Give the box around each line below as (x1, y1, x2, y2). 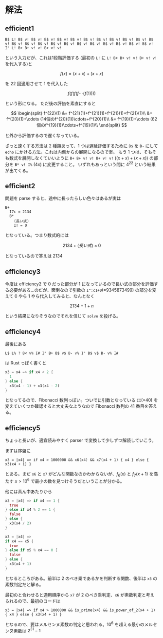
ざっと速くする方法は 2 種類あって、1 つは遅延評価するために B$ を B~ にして (5, 143, 158, 149)
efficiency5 (5, 424, 40, 432)
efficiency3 (5, 267, 41, 276)
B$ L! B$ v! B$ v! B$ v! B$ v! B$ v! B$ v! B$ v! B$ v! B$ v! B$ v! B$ (5, 37, 153, 42)
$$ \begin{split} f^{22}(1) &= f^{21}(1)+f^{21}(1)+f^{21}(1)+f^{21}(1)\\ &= (11, 110, 153, 116)
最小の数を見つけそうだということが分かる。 (35, 478, 125, 484)
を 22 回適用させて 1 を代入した (5, 81, 68, 86)
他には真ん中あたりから (5, 488, 52, 494)
